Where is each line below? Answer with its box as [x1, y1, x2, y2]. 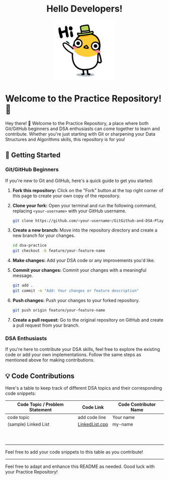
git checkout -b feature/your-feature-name [12, 248, 106, 254]
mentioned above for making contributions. [5, 357, 95, 363]
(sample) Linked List [7, 421, 50, 427]
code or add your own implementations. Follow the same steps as [5, 351, 142, 358]
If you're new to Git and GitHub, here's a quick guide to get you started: [5, 177, 153, 184]
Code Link [82, 404, 104, 410]
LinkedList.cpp [77, 421, 108, 427]
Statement [29, 407, 52, 413]
